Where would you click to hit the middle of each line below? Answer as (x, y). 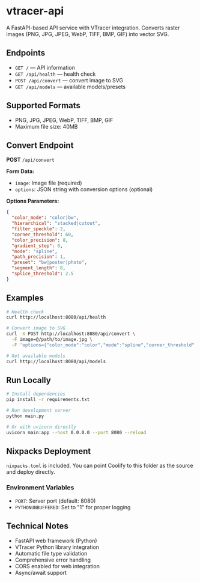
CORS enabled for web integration (57, 566)
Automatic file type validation (51, 553)
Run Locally (29, 380)
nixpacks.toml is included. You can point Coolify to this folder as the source (100, 466)
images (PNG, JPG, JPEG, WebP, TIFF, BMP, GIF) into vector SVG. (88, 34)
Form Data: (20, 171)
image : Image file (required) (48, 183)
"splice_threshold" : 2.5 (43, 274)
